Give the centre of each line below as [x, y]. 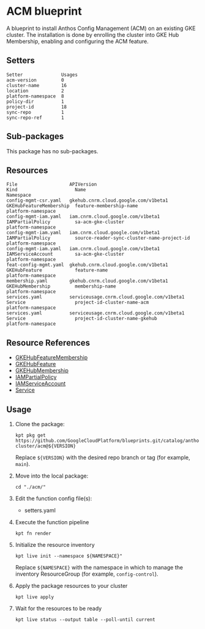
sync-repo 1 [35, 112]
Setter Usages [42, 75]
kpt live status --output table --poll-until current [85, 620]
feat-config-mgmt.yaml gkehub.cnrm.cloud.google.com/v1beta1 [87, 265]
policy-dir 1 [35, 101]
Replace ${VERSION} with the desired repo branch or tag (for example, [103, 457]
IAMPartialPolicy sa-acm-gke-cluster [65, 222]
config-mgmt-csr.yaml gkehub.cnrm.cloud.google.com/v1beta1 [87, 200]
